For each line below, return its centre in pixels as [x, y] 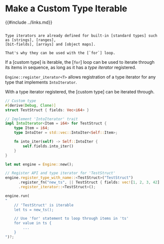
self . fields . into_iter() [48, 146]
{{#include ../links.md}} [29, 22]
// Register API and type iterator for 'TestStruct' [60, 173]
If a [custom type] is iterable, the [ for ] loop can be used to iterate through [80, 62]
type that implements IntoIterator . [41, 82]
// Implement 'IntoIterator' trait [42, 119]
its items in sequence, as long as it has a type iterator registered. [71, 67]
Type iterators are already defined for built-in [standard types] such [81, 36]
